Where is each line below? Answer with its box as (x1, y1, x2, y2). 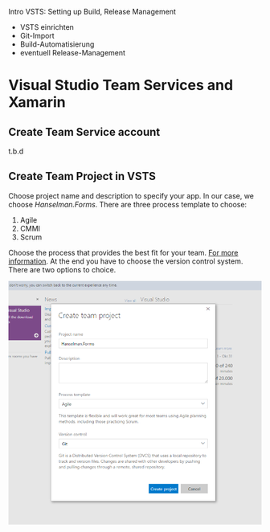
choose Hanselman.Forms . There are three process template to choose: (8, 199, 247, 209)
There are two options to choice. (8, 264, 117, 274)
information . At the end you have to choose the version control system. (8, 256, 243, 266)
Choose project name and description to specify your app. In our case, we (8, 190, 255, 200)
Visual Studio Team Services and (8, 76, 234, 95)
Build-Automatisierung (19, 39, 95, 49)
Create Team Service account (8, 125, 161, 139)
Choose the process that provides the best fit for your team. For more (8, 248, 239, 257)
